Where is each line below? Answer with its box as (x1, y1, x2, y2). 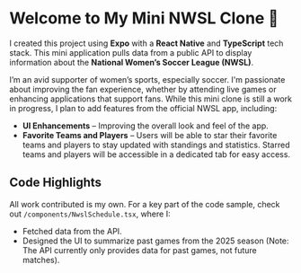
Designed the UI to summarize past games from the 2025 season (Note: (22, 235, 289, 246)
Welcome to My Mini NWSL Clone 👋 (9, 8, 279, 29)
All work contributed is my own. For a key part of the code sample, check (9, 198, 280, 209)
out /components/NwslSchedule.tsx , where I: (9, 208, 171, 219)
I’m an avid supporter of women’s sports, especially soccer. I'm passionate (9, 74, 286, 84)
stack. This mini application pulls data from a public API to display (9, 47, 252, 57)
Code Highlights (9, 175, 102, 190)
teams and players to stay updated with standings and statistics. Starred (22, 139, 290, 150)
